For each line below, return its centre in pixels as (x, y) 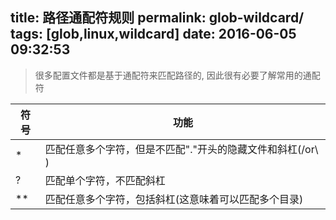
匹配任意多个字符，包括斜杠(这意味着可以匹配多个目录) (174, 199)
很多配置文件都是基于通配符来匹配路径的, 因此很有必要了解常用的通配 (177, 75)
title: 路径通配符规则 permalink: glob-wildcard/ (157, 18)
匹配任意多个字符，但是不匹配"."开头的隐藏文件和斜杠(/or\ (181, 149)
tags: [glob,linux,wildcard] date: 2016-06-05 (153, 34)
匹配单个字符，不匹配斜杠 (105, 180)
